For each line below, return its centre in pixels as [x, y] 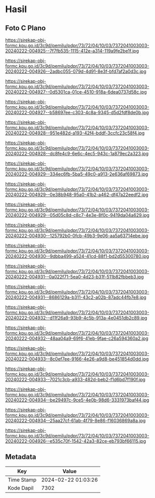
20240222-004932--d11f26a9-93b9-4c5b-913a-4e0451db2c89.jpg [76, 318]
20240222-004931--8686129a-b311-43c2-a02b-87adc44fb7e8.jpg [76, 297]
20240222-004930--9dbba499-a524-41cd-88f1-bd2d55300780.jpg [77, 256]
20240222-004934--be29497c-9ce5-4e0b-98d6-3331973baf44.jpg [77, 400]
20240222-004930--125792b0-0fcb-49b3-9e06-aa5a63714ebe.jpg [77, 236]
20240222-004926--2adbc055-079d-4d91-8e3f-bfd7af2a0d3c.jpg [76, 71]
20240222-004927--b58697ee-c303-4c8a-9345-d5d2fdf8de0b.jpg [77, 112]
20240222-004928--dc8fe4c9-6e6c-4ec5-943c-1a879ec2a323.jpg [77, 153]
